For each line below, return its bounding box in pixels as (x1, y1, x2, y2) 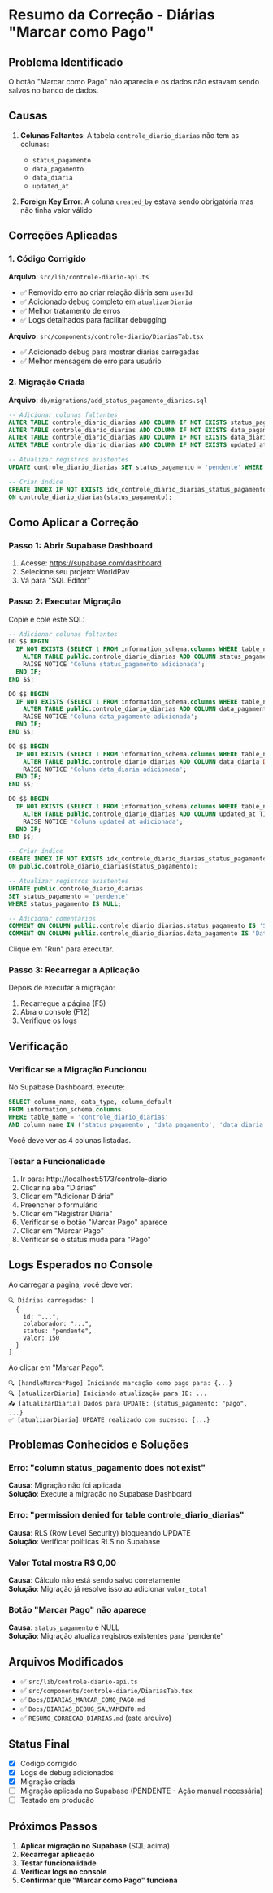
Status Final (8, 1737, 71, 1751)
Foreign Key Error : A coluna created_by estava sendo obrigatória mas (19, 197, 254, 206)
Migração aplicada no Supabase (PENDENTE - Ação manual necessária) (19, 1786, 263, 1796)
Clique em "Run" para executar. (8, 944, 115, 954)
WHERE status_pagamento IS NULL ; (8, 899, 122, 908)
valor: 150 (23, 1334, 60, 1342)
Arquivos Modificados (8, 1655, 123, 1669)
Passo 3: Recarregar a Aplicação (8, 964, 141, 976)
